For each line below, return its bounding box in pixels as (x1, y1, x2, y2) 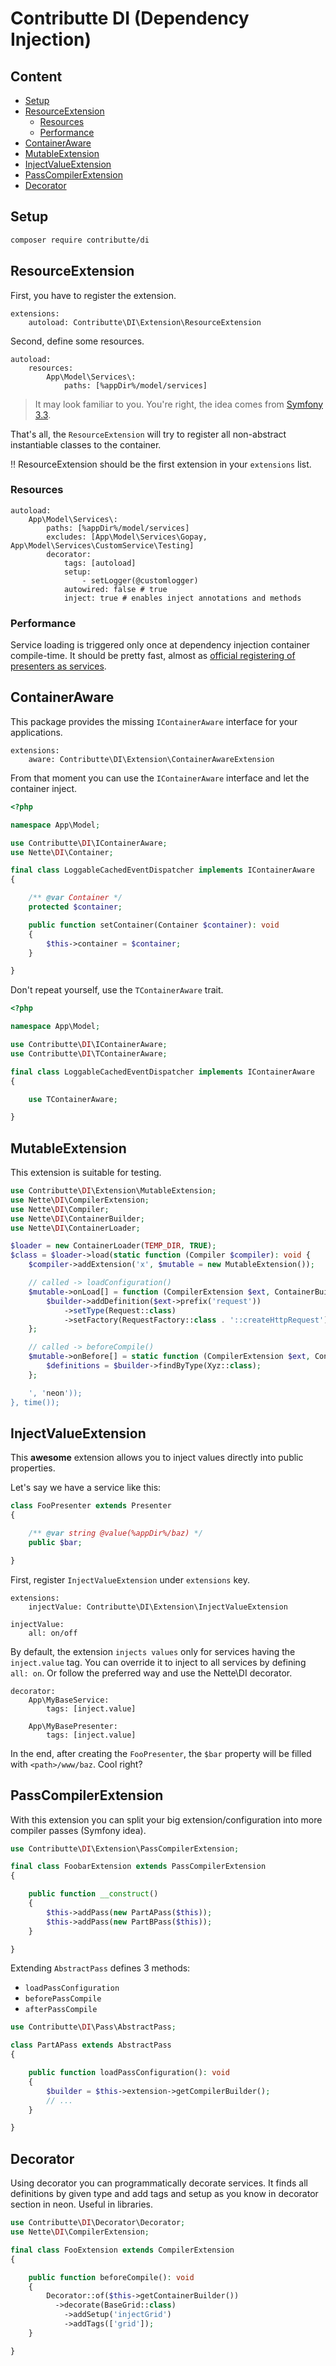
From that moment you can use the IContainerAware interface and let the (10, 772, 310, 784)
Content (10, 68, 63, 85)
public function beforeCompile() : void (28, 2272, 195, 2282)
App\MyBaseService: (28, 1695, 110, 1705)
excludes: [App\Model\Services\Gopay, (46, 532, 208, 542)
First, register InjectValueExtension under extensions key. (10, 1573, 250, 1586)
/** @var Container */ (28, 893, 123, 903)
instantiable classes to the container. (10, 438, 162, 451)
